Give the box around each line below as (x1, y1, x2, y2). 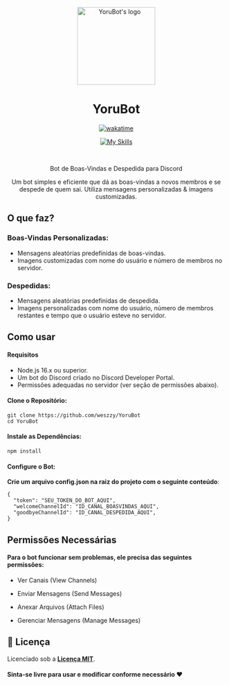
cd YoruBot (7, 417, 39, 424)
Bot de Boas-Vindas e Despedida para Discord (50, 164, 183, 172)
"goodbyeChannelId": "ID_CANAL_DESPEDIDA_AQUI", (13, 509, 156, 516)
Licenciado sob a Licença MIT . (7, 655, 95, 663)
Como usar (7, 331, 56, 343)
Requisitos (7, 350, 39, 359)
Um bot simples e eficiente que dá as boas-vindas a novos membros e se (11, 178, 221, 186)
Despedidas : (7, 281, 51, 290)
